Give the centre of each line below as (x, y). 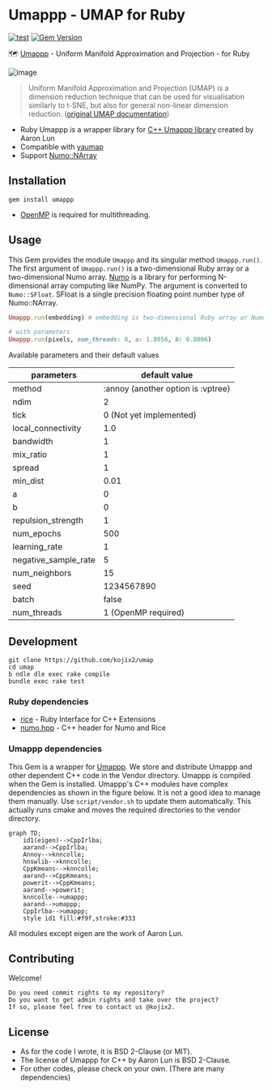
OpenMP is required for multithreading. (85, 214)
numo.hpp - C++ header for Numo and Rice (93, 728)
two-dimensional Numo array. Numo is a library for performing (113, 276)
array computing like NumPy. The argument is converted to (149, 285)
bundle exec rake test (47, 682)
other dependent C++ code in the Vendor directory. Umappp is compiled (130, 775)
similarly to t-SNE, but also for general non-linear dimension (128, 105)
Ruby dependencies (49, 701)
